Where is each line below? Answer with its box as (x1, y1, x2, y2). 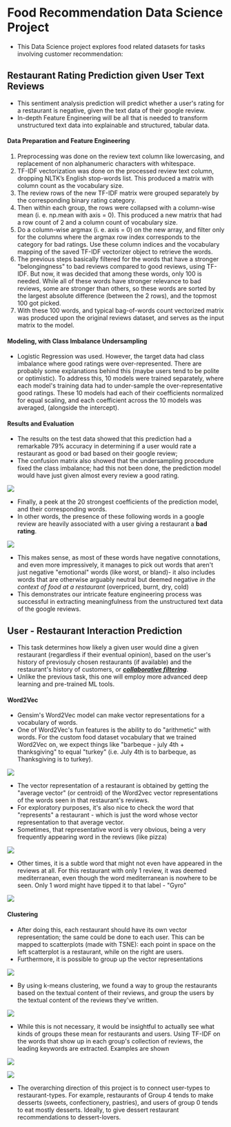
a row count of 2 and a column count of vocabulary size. (17, 218, 178, 226)
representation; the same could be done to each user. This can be (17, 933, 205, 941)
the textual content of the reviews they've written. (17, 996, 159, 1004)
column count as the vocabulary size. (17, 181, 124, 189)
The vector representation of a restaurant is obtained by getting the (17, 782, 209, 790)
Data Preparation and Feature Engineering (7, 137, 130, 145)
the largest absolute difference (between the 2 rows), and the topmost (17, 292, 217, 300)
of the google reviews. (17, 605, 81, 613)
